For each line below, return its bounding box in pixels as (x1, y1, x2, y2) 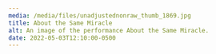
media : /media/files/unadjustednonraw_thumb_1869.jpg (8, 11, 192, 20)
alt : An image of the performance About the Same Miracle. (8, 26, 210, 34)
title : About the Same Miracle (8, 19, 113, 27)
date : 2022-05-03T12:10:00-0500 (8, 33, 116, 42)
